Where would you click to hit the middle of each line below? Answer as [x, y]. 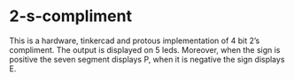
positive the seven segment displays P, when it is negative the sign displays [147, 59]
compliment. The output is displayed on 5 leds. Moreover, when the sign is [145, 49]
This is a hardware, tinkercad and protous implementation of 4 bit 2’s [135, 40]
